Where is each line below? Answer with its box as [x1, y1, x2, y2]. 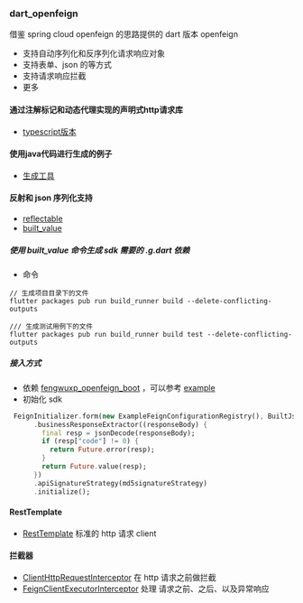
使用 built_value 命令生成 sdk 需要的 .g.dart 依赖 [9, 245, 190, 255]
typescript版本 [22, 125, 77, 137]
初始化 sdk [22, 394, 63, 404]
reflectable [22, 213, 63, 224]
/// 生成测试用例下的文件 [9, 321, 93, 331]
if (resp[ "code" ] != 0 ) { [41, 437, 140, 446]
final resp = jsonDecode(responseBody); [41, 428, 196, 438]
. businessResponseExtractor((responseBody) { [32, 420, 207, 429]
